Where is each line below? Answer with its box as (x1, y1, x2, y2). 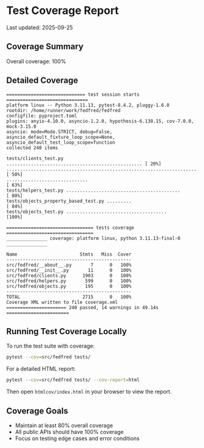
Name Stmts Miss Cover (6, 251, 132, 257)
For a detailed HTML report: (6, 365, 76, 373)
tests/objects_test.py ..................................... (6, 208, 167, 215)
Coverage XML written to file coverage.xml (6, 299, 118, 305)
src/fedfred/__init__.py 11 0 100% (6, 267, 132, 273)
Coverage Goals (6, 405, 69, 416)
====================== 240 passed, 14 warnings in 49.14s (6, 304, 159, 310)
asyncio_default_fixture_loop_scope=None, (6, 134, 115, 140)
